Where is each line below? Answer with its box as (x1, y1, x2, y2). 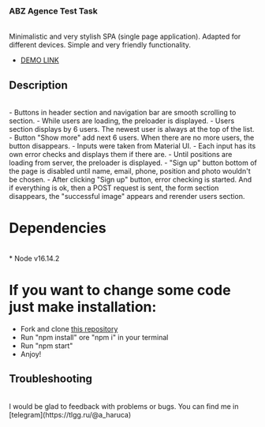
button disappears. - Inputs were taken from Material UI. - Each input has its (9, 141, 256, 151)
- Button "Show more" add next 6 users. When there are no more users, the (9, 133, 255, 143)
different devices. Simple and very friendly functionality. (9, 40, 192, 50)
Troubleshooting (9, 373, 93, 386)
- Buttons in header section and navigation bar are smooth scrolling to (9, 108, 237, 118)
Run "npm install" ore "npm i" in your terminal (20, 332, 169, 342)
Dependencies (9, 219, 106, 238)
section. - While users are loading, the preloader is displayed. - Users (9, 116, 235, 125)
